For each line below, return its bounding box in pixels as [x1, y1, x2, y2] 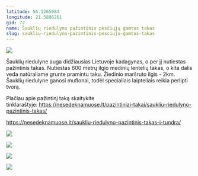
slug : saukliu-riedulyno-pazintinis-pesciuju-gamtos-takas [6, 31, 155, 37]
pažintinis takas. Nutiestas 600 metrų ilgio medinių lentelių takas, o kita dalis [6, 65, 193, 72]
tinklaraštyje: [6, 101, 38, 108]
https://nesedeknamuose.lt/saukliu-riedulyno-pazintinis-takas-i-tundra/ [6, 119, 181, 126]
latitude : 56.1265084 [6, 8, 60, 15]
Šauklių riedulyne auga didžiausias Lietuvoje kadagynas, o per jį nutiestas [6, 58, 186, 65]
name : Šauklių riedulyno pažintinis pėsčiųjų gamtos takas [6, 25, 155, 31]
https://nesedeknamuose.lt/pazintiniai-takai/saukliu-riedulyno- [38, 101, 191, 108]
